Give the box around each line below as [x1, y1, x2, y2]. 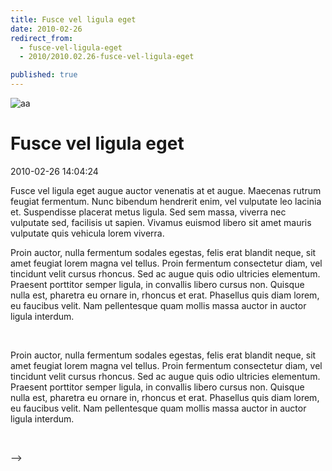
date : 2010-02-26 [10, 24, 83, 34]
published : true [10, 70, 78, 80]
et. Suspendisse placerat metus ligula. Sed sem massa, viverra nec [10, 206, 287, 218]
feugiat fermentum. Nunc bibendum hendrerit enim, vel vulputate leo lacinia [10, 195, 322, 207]
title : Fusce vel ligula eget [10, 14, 137, 25]
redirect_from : [10, 33, 74, 43]
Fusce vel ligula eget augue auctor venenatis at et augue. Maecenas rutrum [10, 184, 322, 196]
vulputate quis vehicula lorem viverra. [10, 227, 165, 239]
